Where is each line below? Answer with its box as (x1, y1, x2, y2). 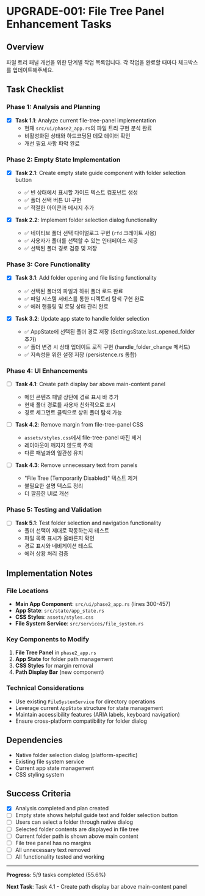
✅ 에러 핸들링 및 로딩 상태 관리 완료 (24, 302, 109, 310)
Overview (6, 42, 45, 52)
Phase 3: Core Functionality (6, 260, 90, 269)
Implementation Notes (6, 568, 93, 578)
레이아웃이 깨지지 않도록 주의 (24, 442, 93, 449)
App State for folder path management (15, 655, 113, 663)
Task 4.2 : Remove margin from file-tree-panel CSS (15, 420, 143, 428)
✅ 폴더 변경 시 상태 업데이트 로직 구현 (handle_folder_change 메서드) (24, 343, 190, 350)
